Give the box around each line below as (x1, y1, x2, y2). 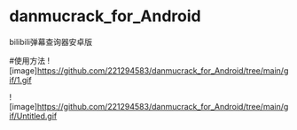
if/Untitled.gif (9, 111, 58, 121)
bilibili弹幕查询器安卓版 (9, 36, 93, 47)
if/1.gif (9, 74, 33, 85)
